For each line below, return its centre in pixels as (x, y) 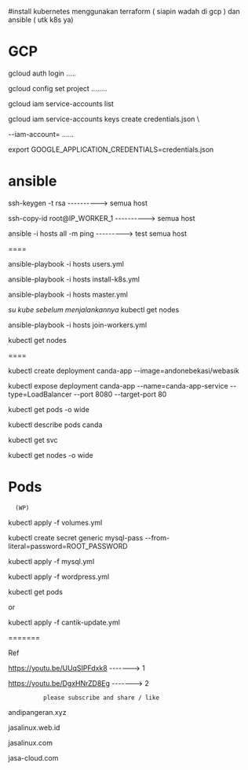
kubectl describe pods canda (55, 425)
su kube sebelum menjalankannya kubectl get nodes (94, 309)
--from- (157, 537)
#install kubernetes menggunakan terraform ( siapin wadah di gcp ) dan (124, 11)
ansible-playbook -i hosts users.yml (66, 263)
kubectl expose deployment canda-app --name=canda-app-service (119, 385)
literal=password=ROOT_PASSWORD (68, 546)
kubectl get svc (33, 440)
